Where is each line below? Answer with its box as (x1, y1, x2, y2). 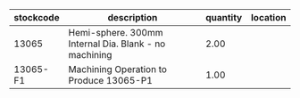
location (251, 12, 287, 23)
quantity (204, 12, 243, 23)
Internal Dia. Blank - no (68, 37, 166, 50)
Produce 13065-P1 (68, 75, 154, 86)
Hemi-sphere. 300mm (68, 27, 163, 38)
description (107, 12, 158, 23)
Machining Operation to (68, 63, 168, 75)
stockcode (13, 12, 60, 23)
